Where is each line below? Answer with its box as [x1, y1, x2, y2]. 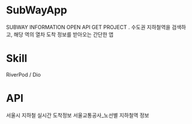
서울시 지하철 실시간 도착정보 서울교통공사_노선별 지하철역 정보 [6, 112, 149, 119]
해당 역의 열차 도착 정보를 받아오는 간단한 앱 [13, 30, 114, 38]
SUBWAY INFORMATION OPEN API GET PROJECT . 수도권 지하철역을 [6, 23, 171, 30]
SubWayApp [6, 4, 67, 17]
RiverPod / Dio [6, 71, 41, 78]
